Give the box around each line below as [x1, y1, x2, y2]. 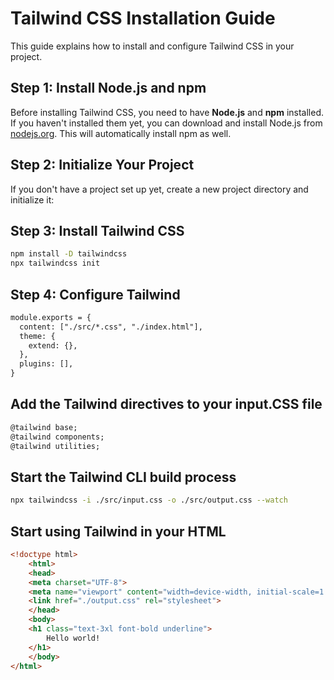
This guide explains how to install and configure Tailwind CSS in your [10, 40, 295, 52]
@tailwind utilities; [10, 441, 101, 451]
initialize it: [10, 193, 55, 206]
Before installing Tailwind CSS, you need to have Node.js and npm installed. [10, 106, 325, 118]
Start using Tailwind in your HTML [10, 523, 227, 540]
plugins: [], [19, 359, 74, 369]
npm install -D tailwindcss [10, 249, 128, 259]
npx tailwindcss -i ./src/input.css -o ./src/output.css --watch [10, 495, 288, 506]
